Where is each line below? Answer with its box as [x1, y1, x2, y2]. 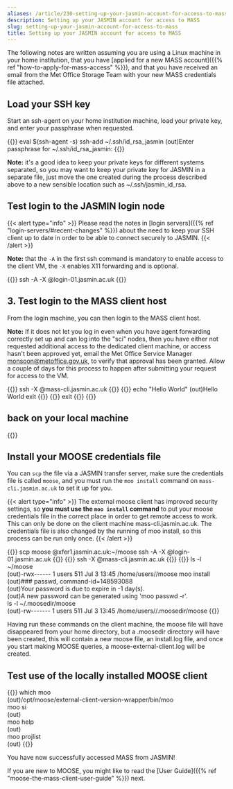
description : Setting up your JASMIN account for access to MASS [7, 17, 200, 24]
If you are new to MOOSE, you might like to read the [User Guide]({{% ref [7, 767, 217, 775]
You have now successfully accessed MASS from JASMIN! [7, 754, 175, 762]
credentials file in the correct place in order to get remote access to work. [7, 512, 218, 520]
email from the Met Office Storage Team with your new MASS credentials [7, 71, 216, 79]
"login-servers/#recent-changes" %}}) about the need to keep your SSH [7, 226, 214, 235]
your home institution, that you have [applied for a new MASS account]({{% [7, 56, 223, 65]
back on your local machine [7, 412, 129, 424]
